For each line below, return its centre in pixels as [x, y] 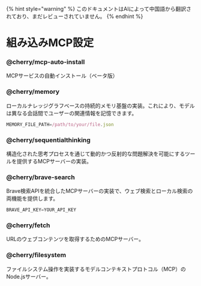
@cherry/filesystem [36, 255]
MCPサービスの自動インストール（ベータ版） [62, 76]
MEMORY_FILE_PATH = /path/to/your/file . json [60, 124]
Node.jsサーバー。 [29, 276]
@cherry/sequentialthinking [49, 140]
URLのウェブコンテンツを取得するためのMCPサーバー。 [75, 239]
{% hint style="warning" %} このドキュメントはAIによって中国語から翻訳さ [99, 9]
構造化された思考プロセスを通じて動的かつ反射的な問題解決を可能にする [95, 154]
